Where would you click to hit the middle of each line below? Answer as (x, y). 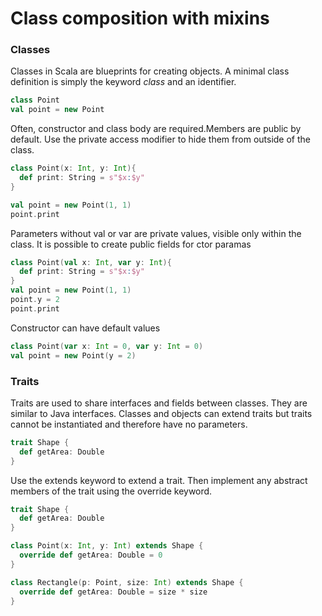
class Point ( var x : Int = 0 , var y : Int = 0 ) (107, 346)
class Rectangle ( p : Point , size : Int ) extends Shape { (127, 582)
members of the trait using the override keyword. (111, 491)
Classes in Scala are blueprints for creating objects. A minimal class (150, 71)
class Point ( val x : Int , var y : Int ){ (91, 262)
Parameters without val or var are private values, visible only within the (156, 233)
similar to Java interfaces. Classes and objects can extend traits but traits (161, 413)
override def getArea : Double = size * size (113, 592)
